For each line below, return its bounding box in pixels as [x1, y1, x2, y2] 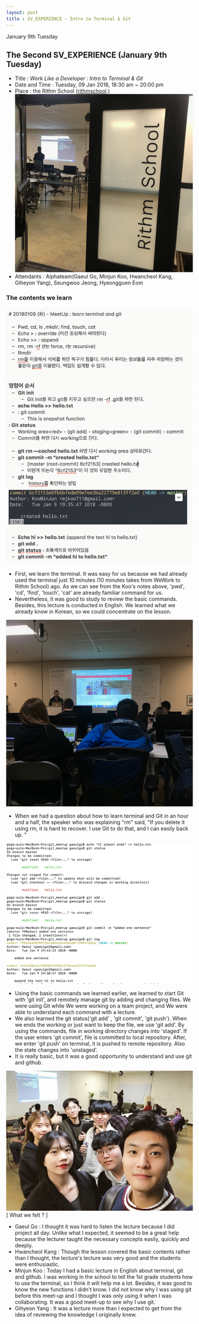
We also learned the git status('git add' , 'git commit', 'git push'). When [14, 1015, 187, 1022]
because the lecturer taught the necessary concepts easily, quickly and [14, 1236, 190, 1242]
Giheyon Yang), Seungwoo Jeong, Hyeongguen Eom [14, 279, 143, 286]
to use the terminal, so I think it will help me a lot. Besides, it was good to [14, 1280, 192, 1287]
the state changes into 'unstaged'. [14, 1046, 98, 1053]
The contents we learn [6, 294, 72, 302]
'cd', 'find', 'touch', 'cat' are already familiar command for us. [14, 589, 163, 596]
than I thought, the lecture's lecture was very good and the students [14, 1255, 181, 1261]
